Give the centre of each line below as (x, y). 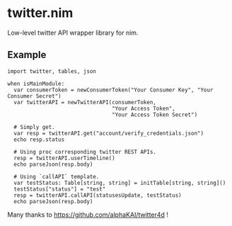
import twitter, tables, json (52, 71)
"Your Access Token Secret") (155, 115)
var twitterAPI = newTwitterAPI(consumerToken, (85, 102)
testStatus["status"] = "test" (60, 189)
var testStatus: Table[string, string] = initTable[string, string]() (120, 183)
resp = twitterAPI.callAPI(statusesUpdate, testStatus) (98, 195)
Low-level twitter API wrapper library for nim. (73, 33)
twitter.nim (40, 13)
